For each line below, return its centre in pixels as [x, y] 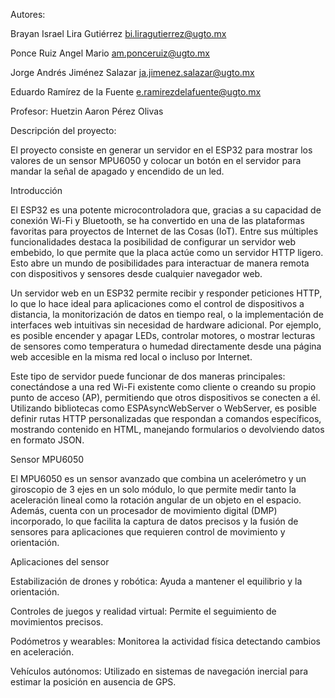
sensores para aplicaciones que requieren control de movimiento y [148, 532]
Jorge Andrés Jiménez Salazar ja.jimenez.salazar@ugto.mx [132, 72]
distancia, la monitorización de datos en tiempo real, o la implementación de [167, 314]
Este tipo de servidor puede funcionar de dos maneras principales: [148, 376]
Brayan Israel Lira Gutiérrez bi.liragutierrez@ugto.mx [118, 33]
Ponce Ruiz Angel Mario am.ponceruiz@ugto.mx [110, 53]
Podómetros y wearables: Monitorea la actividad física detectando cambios [165, 641]
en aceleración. [42, 652]
